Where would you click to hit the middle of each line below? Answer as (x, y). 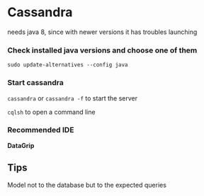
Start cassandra (35, 83)
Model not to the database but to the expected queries (87, 185)
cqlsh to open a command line (51, 112)
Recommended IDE (41, 130)
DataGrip (21, 145)
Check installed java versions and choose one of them (102, 50)
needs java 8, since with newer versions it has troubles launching (102, 32)
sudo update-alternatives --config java (68, 65)
